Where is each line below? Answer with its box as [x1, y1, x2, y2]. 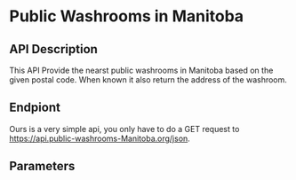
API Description [9, 42, 98, 57]
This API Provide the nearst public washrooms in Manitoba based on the [9, 65, 274, 75]
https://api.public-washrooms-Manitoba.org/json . [9, 133, 191, 144]
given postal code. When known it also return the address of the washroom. [9, 74, 287, 85]
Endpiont [9, 100, 60, 115]
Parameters [9, 159, 76, 174]
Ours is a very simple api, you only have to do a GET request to [9, 123, 240, 134]
